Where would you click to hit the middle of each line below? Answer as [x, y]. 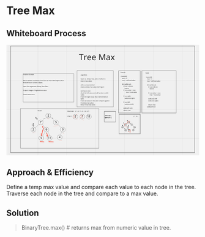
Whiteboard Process [47, 33]
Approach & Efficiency [50, 172]
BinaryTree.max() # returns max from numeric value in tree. [96, 228]
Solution [23, 213]
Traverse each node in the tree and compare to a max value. [82, 193]
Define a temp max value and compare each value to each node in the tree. [101, 187]
